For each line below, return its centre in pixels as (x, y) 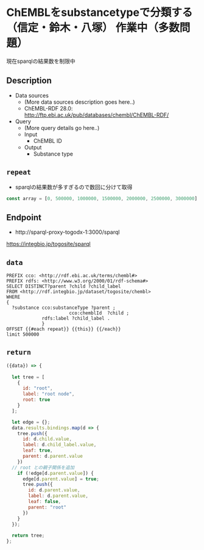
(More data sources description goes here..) (79, 102)
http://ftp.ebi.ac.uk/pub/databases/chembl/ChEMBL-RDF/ (97, 115)
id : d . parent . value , (54, 490)
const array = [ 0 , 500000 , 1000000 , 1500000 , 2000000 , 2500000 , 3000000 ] (102, 198)
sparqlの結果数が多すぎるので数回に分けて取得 (74, 187)
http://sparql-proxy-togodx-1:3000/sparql (67, 232)
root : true (36, 400)
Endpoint (24, 217)
